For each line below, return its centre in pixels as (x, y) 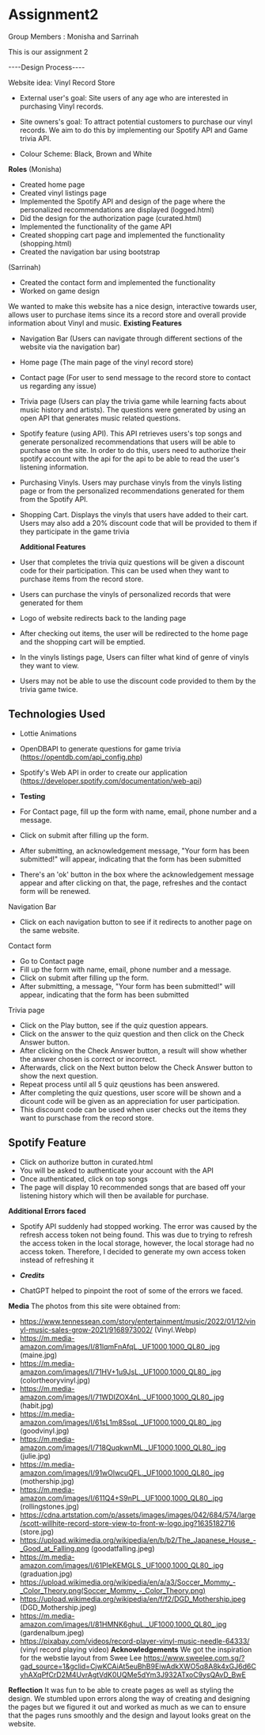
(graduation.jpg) (46, 1573)
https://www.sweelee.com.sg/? (194, 1657)
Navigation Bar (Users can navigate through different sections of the (131, 338)
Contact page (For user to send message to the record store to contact (135, 377)
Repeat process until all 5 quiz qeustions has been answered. (119, 1084)
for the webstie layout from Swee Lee (81, 1657)
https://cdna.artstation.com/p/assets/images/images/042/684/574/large (138, 1515)
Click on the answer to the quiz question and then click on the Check (132, 1033)
